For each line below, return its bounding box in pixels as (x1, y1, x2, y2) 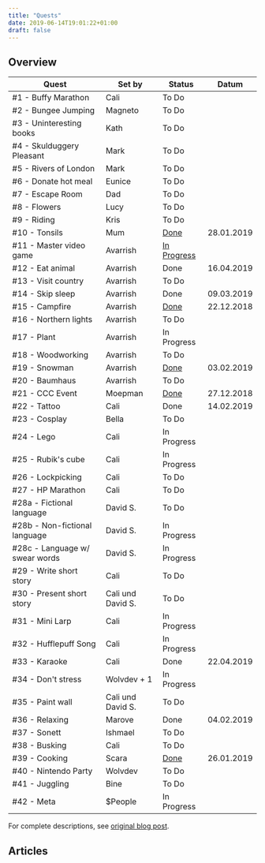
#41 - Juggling (12, 779, 69, 790)
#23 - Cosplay (12, 413, 67, 424)
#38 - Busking (12, 740, 67, 751)
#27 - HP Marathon (12, 484, 86, 495)
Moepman (105, 388, 144, 399)
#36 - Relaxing (12, 715, 69, 726)
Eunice (105, 176, 132, 187)
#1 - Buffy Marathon (12, 92, 90, 103)
